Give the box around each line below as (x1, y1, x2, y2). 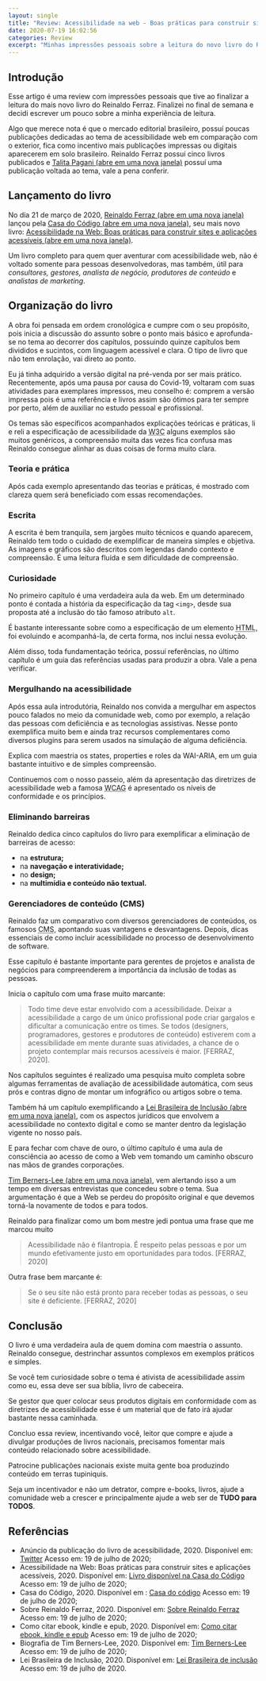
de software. (8, 941, 50, 951)
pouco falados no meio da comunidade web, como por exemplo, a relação (8, 710, 251, 719)
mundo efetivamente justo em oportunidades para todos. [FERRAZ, (27, 1248, 247, 1258)
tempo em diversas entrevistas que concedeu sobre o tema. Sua (8, 1184, 219, 1194)
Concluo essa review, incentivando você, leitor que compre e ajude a (8, 1429, 234, 1438)
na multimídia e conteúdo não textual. (19, 879, 147, 888)
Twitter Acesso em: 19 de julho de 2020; (19, 1553, 152, 1564)
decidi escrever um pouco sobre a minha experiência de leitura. (8, 108, 216, 117)
